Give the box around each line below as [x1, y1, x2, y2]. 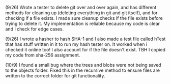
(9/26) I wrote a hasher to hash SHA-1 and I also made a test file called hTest [5, 36, 166, 42]
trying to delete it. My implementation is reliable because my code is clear [5, 20, 160, 26]
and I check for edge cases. [5, 26, 64, 32]
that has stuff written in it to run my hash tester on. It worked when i [5, 41, 148, 47]
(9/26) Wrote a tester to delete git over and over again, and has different [5, 5, 157, 10]
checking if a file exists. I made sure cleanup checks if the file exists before [5, 15, 163, 21]
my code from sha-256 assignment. [5, 52, 80, 58]
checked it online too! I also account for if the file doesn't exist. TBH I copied [5, 47, 165, 52]
